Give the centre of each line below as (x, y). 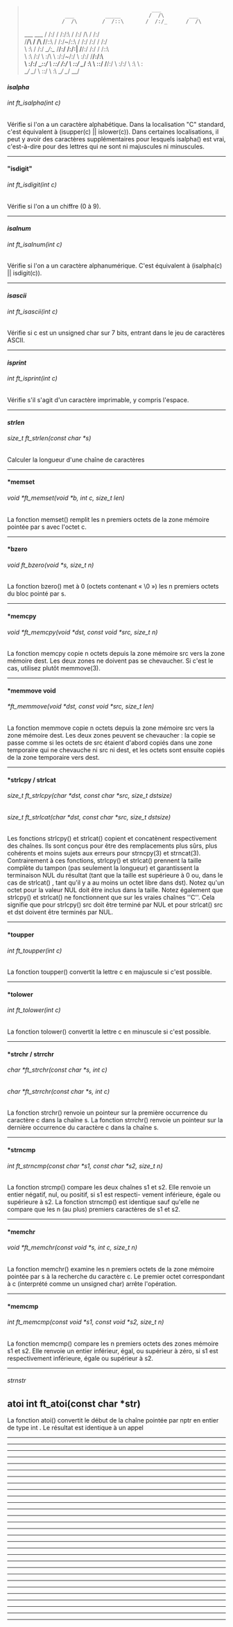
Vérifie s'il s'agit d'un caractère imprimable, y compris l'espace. (98, 400)
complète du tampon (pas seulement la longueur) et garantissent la (103, 868)
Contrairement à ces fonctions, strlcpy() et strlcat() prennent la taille (104, 861)
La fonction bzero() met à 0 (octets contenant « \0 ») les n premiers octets (113, 586)
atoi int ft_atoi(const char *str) (74, 1403)
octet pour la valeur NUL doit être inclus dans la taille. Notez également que (115, 890)
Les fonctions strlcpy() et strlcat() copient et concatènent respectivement (112, 839)
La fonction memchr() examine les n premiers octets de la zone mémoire (111, 1269)
